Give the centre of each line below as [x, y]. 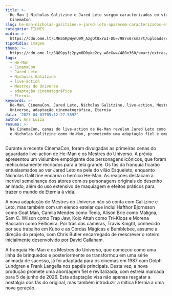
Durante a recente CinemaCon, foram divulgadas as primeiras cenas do [81, 149]
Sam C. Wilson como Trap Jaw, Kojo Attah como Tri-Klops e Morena [77, 218]
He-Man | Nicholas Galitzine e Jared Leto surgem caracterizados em [84, 15]
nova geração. [20, 288]
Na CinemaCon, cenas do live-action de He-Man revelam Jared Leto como [88, 129]
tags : [11, 58]
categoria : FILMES [25, 29]
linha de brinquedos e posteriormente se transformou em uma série [77, 255]
